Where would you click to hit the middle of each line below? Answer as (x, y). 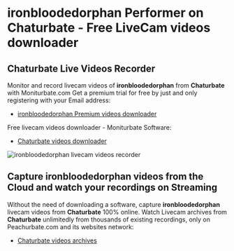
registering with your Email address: (59, 100)
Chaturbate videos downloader (62, 141)
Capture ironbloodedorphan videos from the (105, 177)
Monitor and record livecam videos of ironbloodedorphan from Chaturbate (116, 85)
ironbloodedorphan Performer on (105, 13)
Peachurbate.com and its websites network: (71, 226)
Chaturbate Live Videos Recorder (81, 68)
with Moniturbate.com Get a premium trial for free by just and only (102, 93)
